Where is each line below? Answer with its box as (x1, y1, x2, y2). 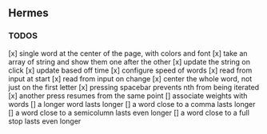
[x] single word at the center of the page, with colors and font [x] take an (8, 48, 248, 58)
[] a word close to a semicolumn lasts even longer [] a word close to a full (8, 108, 250, 117)
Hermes (8, 6, 50, 20)
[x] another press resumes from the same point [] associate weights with (8, 91, 248, 100)
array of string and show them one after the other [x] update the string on (8, 57, 250, 66)
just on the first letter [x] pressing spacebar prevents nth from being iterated (8, 82, 260, 92)
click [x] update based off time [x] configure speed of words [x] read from (8, 65, 253, 75)
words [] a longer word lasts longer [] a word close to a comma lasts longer (8, 99, 256, 108)
